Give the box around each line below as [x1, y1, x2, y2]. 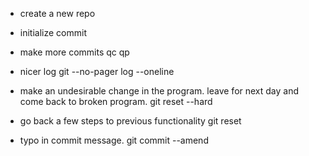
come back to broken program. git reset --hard [19, 96, 213, 107]
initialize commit [19, 27, 87, 38]
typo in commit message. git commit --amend [19, 134, 209, 146]
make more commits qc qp [19, 46, 130, 58]
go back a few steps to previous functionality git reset [19, 115, 242, 127]
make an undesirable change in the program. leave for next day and [19, 85, 300, 97]
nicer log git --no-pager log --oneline [19, 66, 175, 77]
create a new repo [19, 8, 96, 19]
